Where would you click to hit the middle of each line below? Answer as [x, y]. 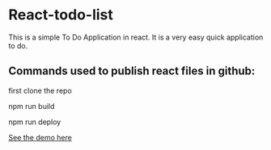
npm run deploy [35, 122]
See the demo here [40, 137]
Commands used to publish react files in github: [132, 71]
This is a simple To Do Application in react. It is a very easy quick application [136, 37]
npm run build [32, 106]
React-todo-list [61, 15]
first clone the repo [40, 90]
